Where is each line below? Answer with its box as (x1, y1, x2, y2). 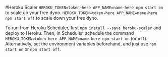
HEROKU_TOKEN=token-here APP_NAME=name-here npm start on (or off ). (5, 35, 148, 41)
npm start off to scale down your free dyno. (5, 15, 98, 21)
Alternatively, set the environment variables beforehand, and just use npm (5, 41, 156, 47)
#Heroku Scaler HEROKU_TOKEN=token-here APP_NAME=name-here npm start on (5, 5, 163, 10)
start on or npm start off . (5, 46, 61, 52)
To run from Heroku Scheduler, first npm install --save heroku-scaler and (5, 25, 161, 31)
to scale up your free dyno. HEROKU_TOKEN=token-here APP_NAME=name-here (5, 10, 158, 16)
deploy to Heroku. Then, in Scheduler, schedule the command (5, 30, 134, 36)
